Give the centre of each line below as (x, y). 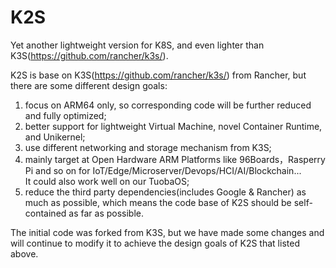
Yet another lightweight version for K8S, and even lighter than (137, 45)
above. (24, 253)
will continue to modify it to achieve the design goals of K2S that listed (155, 243)
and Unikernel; (55, 137)
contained (45, 213)
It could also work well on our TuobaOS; (107, 181)
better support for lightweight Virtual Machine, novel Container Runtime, (173, 126)
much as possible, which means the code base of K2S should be (158, 202)
